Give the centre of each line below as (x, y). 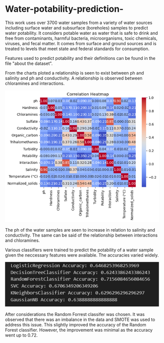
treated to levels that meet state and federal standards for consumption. (77, 49)
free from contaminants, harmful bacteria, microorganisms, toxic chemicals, (81, 38)
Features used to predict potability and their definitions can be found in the (80, 58)
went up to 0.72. (21, 335)
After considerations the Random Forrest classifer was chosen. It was (75, 314)
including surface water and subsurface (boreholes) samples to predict (77, 27)
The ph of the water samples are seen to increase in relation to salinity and (80, 230)
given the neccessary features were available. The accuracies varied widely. (82, 255)
